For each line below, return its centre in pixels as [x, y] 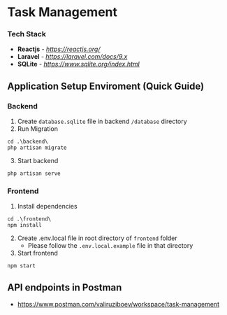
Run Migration [37, 129]
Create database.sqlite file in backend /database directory [102, 121]
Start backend [38, 161]
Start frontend [37, 253]
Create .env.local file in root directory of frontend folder [97, 238]
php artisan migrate [37, 148]
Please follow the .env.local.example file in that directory [110, 246]
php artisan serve [34, 174]
